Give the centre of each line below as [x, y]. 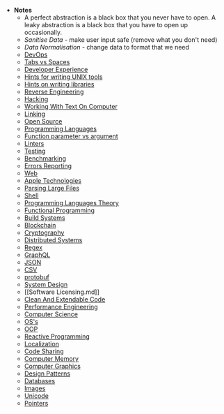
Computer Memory [51, 358]
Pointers [36, 403]
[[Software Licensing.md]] [62, 292]
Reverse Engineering [54, 91]
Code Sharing [44, 351]
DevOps [36, 54]
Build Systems [45, 218]
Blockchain [40, 225]
